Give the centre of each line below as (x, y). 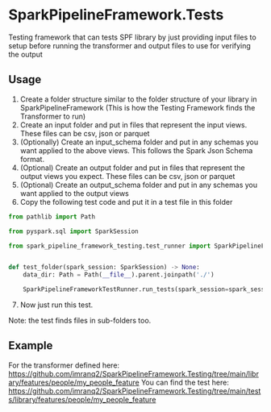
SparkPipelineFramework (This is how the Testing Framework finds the (138, 107)
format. (32, 159)
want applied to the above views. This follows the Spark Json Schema (136, 150)
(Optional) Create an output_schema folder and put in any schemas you (139, 185)
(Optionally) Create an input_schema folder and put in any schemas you (139, 142)
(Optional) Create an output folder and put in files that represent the (132, 168)
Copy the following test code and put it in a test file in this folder (126, 202)
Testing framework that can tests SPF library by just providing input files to (132, 37)
